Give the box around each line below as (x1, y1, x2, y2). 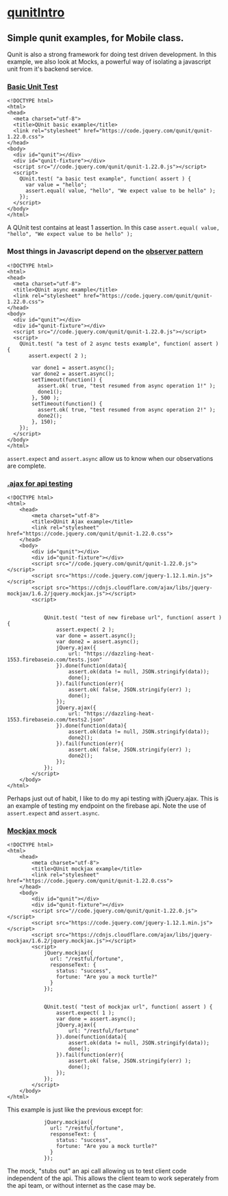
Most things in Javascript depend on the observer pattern (7, 247, 203, 256)
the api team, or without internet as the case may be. (7, 1182, 156, 1190)
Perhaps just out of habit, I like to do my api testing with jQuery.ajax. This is (7, 794, 219, 802)
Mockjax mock (7, 826, 57, 835)
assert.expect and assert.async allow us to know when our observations (7, 454, 214, 462)
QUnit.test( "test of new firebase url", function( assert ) (43, 614, 223, 621)
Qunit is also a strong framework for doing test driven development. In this (7, 50, 217, 58)
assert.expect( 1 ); (55, 1009, 115, 1016)
